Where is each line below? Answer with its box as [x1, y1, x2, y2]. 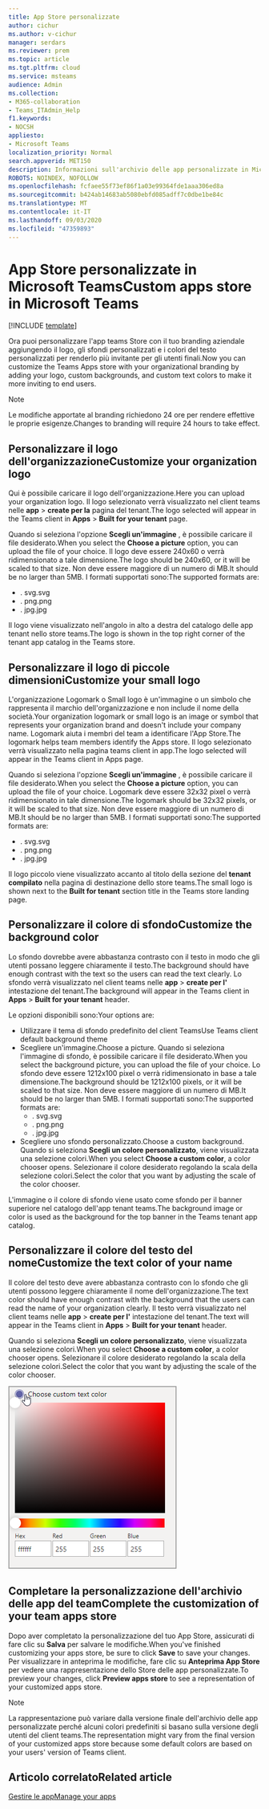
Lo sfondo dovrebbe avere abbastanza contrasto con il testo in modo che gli [8, 951, 260, 961]
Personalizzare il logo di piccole [8, 661, 171, 674]
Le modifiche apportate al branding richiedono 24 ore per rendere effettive [8, 410, 255, 420]
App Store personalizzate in [8, 260, 198, 279]
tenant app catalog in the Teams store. [8, 638, 135, 647]
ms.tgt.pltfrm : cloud [8, 64, 81, 72]
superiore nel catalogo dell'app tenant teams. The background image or [8, 1203, 243, 1212]
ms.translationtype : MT [8, 199, 88, 208]
